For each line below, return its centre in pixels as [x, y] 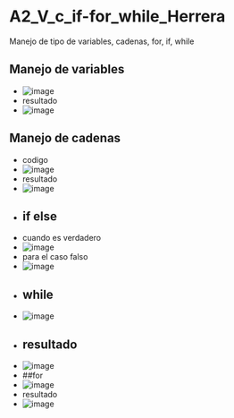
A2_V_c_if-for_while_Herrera [117, 17]
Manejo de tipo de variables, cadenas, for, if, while [102, 41]
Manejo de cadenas [65, 138]
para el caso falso [55, 257]
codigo [35, 159]
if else [40, 216]
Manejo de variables [67, 69]
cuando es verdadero [61, 238]
